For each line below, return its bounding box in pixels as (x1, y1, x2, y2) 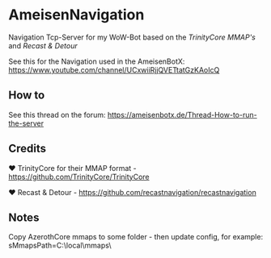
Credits (8, 142, 47, 156)
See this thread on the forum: (8, 110, 106, 119)
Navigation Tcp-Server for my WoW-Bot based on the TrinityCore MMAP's (8, 32, 256, 42)
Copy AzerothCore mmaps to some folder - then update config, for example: (8, 232, 264, 242)
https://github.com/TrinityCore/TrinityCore (8, 172, 150, 181)
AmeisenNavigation (8, 6, 145, 24)
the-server (8, 119, 44, 128)
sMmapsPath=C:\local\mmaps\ (8, 240, 112, 251)
